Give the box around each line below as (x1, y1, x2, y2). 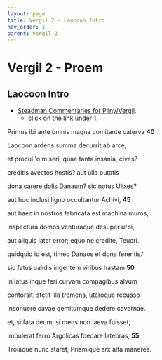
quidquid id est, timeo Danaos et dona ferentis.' (7, 250, 144, 258)
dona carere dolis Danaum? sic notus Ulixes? (7, 182, 137, 190)
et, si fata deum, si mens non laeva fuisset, (7, 318, 131, 326)
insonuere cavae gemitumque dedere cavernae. (7, 305, 146, 313)
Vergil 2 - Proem (7, 60, 104, 76)
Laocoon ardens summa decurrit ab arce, (7, 141, 127, 149)
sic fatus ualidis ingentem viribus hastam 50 (7, 264, 135, 272)
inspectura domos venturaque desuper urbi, (7, 222, 135, 232)
